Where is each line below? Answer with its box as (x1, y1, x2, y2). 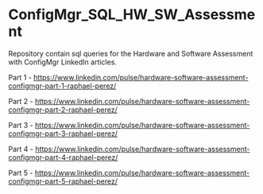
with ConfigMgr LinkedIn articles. (8, 57, 118, 67)
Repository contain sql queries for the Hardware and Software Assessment (8, 48, 253, 58)
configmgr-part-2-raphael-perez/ (8, 105, 118, 114)
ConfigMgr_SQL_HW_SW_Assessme (8, 6, 256, 24)
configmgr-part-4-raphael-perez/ (8, 153, 118, 162)
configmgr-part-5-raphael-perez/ (8, 177, 118, 186)
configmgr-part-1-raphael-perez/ (8, 81, 117, 91)
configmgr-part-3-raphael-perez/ (8, 129, 118, 138)
